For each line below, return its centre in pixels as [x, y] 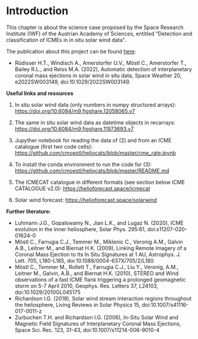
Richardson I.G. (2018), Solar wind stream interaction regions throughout [103, 298]
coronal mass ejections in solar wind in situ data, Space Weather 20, [98, 75]
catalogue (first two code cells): [54, 146]
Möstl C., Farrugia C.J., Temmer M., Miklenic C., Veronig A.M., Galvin [99, 242]
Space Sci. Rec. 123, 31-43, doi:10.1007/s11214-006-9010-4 [87, 330]
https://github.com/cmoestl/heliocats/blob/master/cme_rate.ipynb [95, 153]
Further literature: [29, 211]
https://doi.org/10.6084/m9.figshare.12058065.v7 [75, 111]
